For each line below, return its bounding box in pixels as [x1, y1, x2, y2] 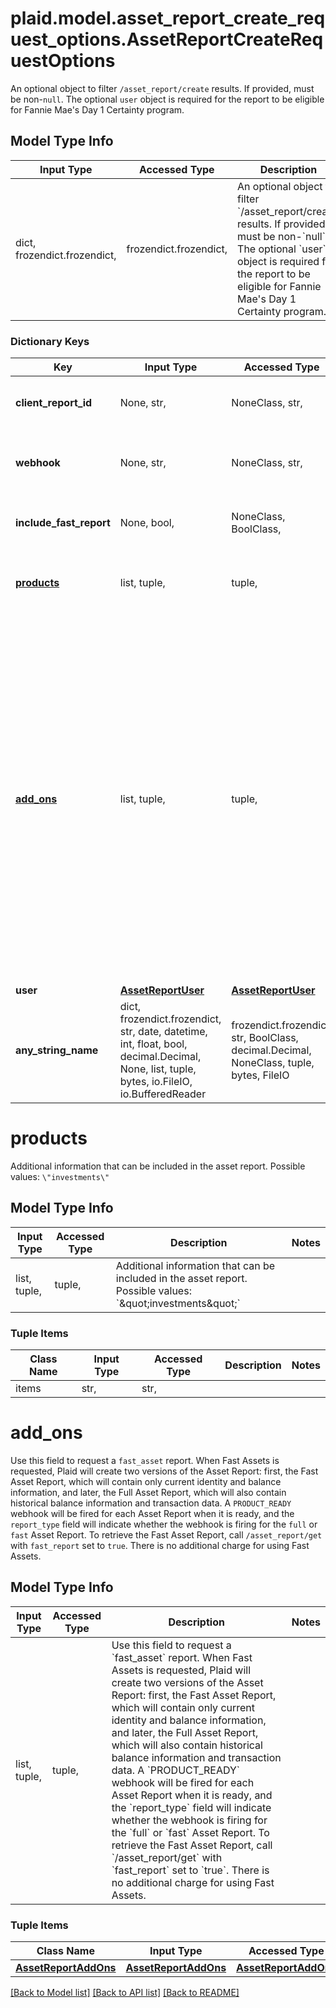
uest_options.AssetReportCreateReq [10, 28, 324, 51]
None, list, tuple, [119, 1062, 197, 1076]
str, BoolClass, [231, 1031, 299, 1045]
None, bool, [119, 516, 175, 530]
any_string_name [15, 1043, 99, 1057]
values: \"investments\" [10, 1170, 110, 1182]
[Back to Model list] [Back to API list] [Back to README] [10, 1987, 240, 1999]
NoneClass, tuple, [231, 1056, 315, 1070]
